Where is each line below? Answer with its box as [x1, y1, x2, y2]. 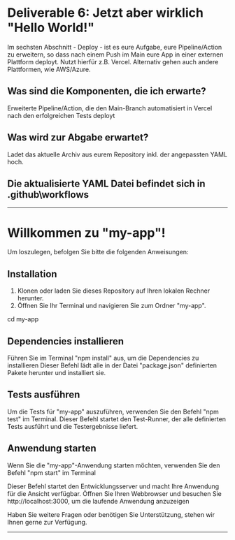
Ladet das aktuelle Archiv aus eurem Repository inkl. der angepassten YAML [7, 150, 227, 159]
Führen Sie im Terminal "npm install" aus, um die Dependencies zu [7, 353, 199, 362]
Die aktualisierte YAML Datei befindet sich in [7, 177, 206, 189]
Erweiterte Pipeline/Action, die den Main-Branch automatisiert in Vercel [7, 103, 213, 112]
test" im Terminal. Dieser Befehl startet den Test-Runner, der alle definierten [7, 414, 226, 423]
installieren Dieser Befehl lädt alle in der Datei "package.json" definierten [7, 361, 218, 370]
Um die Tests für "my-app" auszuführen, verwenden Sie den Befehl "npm [7, 407, 219, 416]
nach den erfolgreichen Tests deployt [7, 111, 115, 119]
